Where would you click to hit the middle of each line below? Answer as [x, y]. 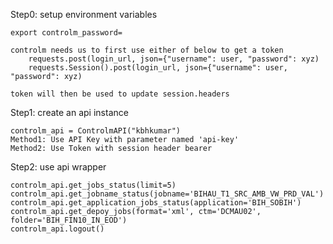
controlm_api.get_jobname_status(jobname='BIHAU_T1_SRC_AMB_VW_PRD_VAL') [167, 194]
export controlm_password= [66, 33]
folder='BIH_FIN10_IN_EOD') [69, 220]
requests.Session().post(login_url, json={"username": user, [158, 68]
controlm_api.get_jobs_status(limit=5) [93, 185]
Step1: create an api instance [69, 112]
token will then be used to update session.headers [120, 94]
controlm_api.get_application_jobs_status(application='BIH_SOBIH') [156, 203]
